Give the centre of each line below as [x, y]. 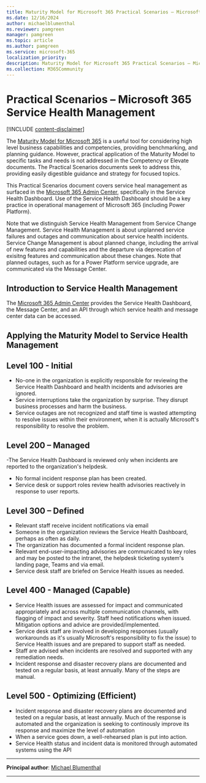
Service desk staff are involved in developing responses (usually [97, 631]
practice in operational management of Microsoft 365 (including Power [96, 205]
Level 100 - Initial [40, 365]
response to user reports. [47, 491]
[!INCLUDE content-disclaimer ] [45, 129]
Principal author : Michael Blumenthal [54, 767]
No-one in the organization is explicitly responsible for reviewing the [101, 380]
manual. [25, 676]
